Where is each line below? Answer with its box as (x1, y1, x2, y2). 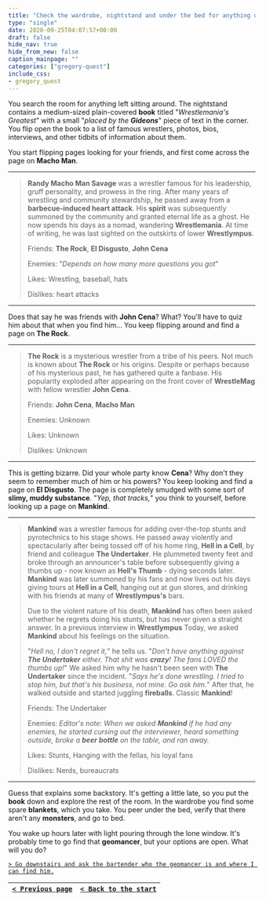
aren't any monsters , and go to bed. (8, 813, 126, 822)
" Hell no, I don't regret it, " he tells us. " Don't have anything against (27, 646, 244, 656)
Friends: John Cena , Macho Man (27, 400, 135, 409)
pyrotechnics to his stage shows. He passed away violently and (27, 532, 233, 542)
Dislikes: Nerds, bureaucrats (27, 765, 119, 775)
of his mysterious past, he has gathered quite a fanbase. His (27, 368, 222, 377)
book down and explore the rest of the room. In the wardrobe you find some (8, 797, 254, 806)
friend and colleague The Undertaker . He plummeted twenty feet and (27, 549, 253, 559)
